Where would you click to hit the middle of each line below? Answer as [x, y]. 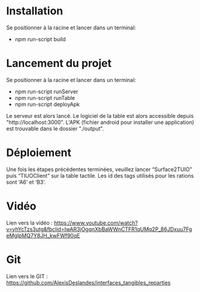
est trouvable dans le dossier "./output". [55, 128]
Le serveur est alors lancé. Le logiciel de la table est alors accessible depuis [100, 115]
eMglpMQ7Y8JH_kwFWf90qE [43, 235]
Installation [35, 11]
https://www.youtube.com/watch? [96, 223]
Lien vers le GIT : [27, 276]
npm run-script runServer [46, 92]
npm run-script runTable [45, 98]
